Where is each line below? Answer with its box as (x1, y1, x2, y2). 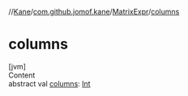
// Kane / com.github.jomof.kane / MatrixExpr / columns (8, 7, 180, 16)
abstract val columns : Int (8, 78, 91, 88)
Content (8, 70, 36, 80)
